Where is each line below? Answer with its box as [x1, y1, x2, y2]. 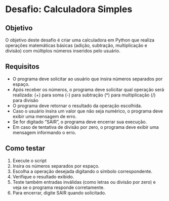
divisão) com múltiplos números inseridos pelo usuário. [5, 48, 120, 54]
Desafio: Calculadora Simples [5, 4, 133, 15]
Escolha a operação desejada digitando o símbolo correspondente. [12, 168, 153, 174]
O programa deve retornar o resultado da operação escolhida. [12, 103, 142, 109]
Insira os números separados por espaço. [12, 163, 100, 169]
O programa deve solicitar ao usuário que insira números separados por [12, 76, 163, 82]
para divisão [12, 97, 39, 103]
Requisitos [5, 62, 39, 71]
